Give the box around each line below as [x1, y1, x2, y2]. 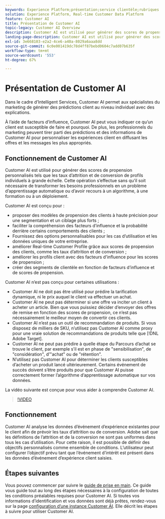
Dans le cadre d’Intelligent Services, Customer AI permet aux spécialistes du [5, 99, 160, 105]
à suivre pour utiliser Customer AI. [5, 508, 74, 514]
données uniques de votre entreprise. [12, 239, 88, 244]
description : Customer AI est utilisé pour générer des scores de [5, 30, 144, 35]
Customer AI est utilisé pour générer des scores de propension [5, 167, 133, 173]
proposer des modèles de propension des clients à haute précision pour [12, 212, 158, 218]
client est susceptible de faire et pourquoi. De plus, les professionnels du [5, 124, 153, 130]
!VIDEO [17, 396, 32, 402]
